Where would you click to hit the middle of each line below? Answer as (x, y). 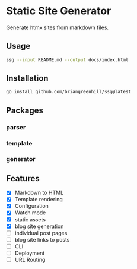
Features (23, 178)
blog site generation (39, 226)
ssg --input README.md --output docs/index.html (67, 60)
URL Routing (30, 259)
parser (16, 127)
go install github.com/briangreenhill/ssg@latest (69, 92)
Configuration (31, 206)
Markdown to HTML (39, 193)
